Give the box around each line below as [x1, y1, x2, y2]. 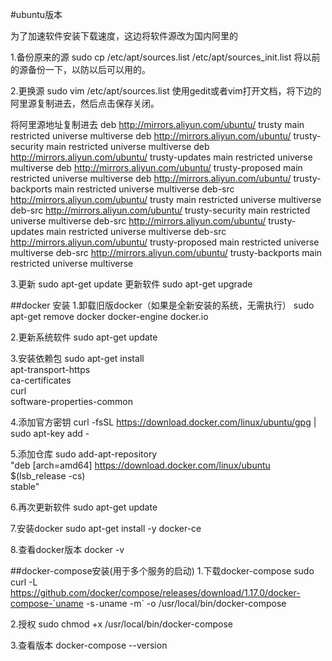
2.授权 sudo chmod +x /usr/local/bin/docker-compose [10, 618, 233, 630]
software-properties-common [10, 396, 134, 407]
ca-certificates [10, 374, 72, 386]
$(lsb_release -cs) [10, 470, 86, 482]
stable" [10, 481, 40, 492]
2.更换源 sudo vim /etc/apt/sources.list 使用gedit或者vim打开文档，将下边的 [10, 85, 322, 97]
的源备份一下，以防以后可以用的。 [10, 64, 151, 75]
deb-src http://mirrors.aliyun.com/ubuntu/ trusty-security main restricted [10, 204, 311, 216]
